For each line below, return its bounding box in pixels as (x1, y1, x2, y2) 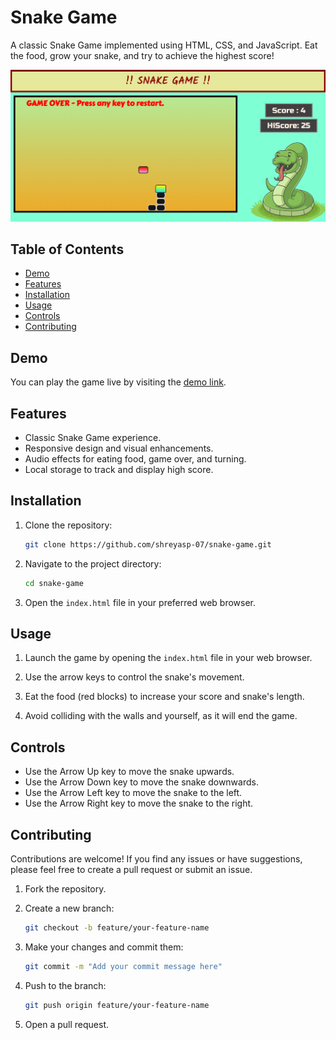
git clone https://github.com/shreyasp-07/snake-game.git (24, 539, 272, 550)
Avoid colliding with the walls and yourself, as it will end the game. (24, 710, 298, 722)
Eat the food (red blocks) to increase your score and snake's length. (24, 691, 305, 703)
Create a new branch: (24, 902, 115, 915)
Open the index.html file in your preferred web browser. (24, 596, 257, 608)
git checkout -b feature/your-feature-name (24, 923, 210, 933)
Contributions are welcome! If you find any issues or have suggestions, (10, 853, 303, 865)
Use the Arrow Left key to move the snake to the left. (24, 787, 243, 799)
